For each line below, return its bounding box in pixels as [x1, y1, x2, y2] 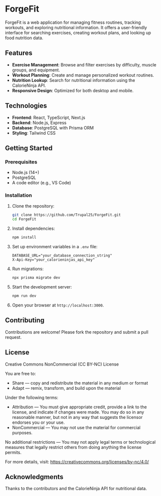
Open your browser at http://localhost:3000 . [12, 302, 104, 308]
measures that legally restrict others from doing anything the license [5, 444, 142, 450]
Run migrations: [12, 266, 44, 272]
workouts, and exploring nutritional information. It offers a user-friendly [5, 24, 147, 30]
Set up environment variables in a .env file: [12, 244, 98, 250]
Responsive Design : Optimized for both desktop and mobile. [12, 87, 134, 93]
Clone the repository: [12, 203, 55, 209]
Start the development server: [12, 284, 72, 290]
